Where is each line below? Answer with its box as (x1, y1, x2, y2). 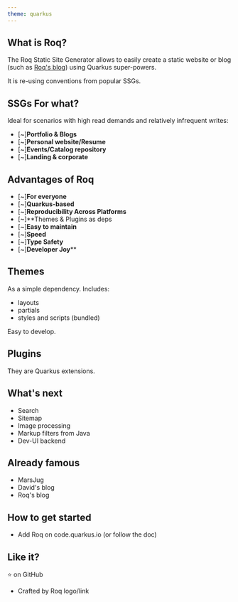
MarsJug (17, 475, 44, 484)
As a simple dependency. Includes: (7, 284, 110, 293)
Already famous (7, 456, 80, 469)
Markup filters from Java (17, 429, 90, 437)
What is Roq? (7, 37, 67, 49)
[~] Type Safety (17, 237, 64, 246)
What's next (7, 387, 63, 399)
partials (17, 306, 40, 314)
